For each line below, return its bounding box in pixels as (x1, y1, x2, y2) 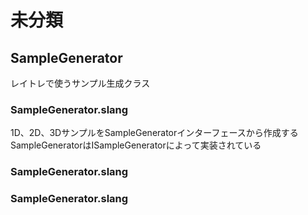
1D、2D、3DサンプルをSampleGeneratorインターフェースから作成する (10, 127, 299, 139)
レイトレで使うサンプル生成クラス (10, 77, 151, 89)
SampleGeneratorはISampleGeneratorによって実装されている (10, 139, 262, 151)
